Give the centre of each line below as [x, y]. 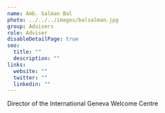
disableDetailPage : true [43, 39]
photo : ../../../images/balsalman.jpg [63, 20]
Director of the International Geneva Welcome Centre [83, 103]
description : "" [37, 59]
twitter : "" [31, 78]
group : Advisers [30, 26]
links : [17, 65]
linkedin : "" [32, 84]
